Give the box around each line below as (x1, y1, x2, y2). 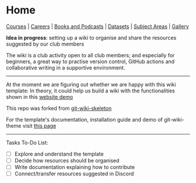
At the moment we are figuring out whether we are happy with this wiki (6, 81, 176, 88)
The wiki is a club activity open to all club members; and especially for (6, 51, 175, 58)
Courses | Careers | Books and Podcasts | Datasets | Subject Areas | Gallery (6, 23, 190, 30)
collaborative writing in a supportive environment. (6, 64, 125, 71)
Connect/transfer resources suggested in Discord (14, 170, 134, 177)
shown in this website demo (6, 93, 73, 100)
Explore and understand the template (14, 150, 104, 157)
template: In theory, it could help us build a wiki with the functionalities (6, 87, 175, 94)
